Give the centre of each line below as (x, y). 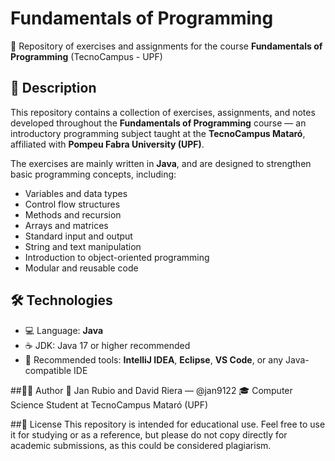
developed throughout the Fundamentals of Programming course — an (158, 123)
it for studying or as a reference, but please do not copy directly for (149, 434)
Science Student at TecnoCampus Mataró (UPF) (109, 404)
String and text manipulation (83, 246)
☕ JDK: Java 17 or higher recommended (107, 345)
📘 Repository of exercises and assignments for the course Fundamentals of (166, 46)
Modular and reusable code (81, 268)
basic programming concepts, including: (93, 174)
